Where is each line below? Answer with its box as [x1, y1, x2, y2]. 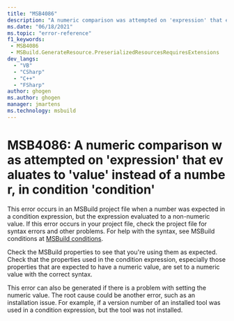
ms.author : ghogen [7, 95, 61, 102]
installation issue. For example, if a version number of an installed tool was [7, 298, 221, 306]
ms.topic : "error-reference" [7, 29, 92, 37]
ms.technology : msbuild [7, 107, 77, 114]
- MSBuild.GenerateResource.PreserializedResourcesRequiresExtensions [10, 49, 219, 56]
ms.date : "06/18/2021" [7, 23, 73, 30]
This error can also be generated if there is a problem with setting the [7, 283, 207, 292]
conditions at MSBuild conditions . [7, 234, 104, 242]
